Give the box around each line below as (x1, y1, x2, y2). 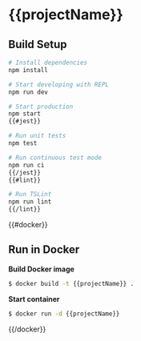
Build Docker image (8, 264, 75, 274)
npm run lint (8, 198, 52, 206)
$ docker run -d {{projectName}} (8, 310, 120, 318)
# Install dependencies (8, 58, 88, 66)
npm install (8, 66, 48, 74)
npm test (8, 139, 38, 147)
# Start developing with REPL (8, 80, 110, 89)
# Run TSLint (8, 191, 52, 199)
